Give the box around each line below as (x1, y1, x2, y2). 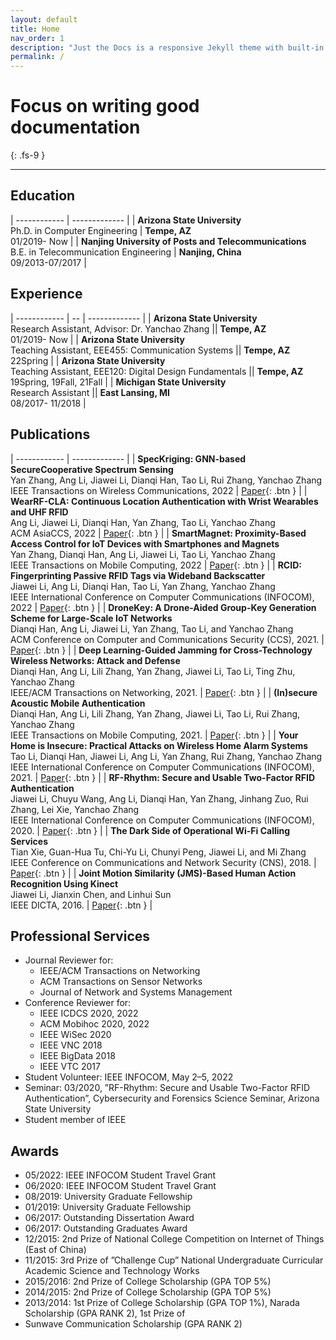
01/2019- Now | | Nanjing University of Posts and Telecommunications (10, 235, 307, 247)
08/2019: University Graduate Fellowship (24, 1191, 193, 1203)
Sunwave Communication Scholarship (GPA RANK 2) (24, 1318, 243, 1330)
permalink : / (10, 52, 65, 62)
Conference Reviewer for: (24, 997, 132, 1009)
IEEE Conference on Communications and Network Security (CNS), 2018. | (10, 856, 317, 868)
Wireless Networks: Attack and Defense (10, 654, 181, 666)
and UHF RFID (10, 506, 69, 518)
